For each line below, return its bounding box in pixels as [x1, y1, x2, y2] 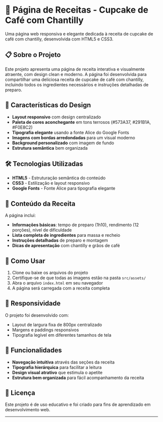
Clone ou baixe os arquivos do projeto [12, 270, 88, 275]
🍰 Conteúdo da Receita [5, 199, 76, 208]
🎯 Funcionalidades [5, 346, 62, 355]
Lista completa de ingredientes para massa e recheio [12, 232, 120, 238]
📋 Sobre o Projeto [5, 51, 61, 59]
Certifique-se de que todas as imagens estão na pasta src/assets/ [12, 275, 147, 281]
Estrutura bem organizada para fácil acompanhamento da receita [12, 375, 145, 381]
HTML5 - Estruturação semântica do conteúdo [12, 175, 106, 181]
